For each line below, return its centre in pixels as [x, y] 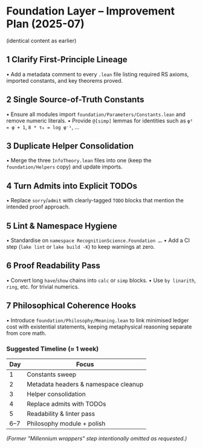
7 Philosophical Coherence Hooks [71, 306]
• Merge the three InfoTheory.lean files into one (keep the [79, 161]
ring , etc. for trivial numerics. [43, 286]
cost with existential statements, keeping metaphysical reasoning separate [99, 327]
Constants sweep [52, 374]
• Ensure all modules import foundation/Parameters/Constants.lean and [96, 114]
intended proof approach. [38, 207]
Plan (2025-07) [45, 24]
